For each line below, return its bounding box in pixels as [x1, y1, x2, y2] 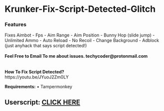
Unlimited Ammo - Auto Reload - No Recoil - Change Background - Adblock [4, 37, 160, 43]
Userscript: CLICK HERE [4, 98, 80, 107]
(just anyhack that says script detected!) [4, 43, 87, 49]
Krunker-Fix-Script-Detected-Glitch [4, 3, 156, 15]
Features [4, 21, 27, 28]
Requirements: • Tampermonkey [4, 84, 72, 90]
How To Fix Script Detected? [4, 69, 64, 75]
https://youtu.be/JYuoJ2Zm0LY [4, 74, 69, 80]
